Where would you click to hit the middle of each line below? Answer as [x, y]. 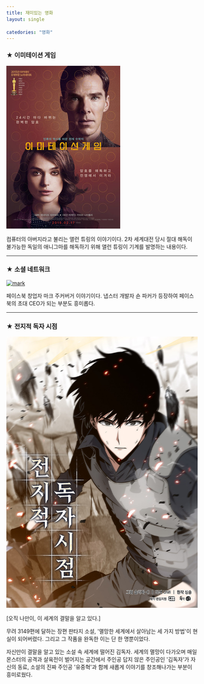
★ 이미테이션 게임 [31, 55]
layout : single [25, 19]
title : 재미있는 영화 [30, 13]
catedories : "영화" [30, 32]
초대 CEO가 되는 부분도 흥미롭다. [56, 303]
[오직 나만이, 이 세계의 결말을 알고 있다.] [53, 618]
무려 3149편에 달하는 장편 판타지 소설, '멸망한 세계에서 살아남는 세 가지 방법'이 [99, 631]
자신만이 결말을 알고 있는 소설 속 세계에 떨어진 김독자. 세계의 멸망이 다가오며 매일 [102, 652]
